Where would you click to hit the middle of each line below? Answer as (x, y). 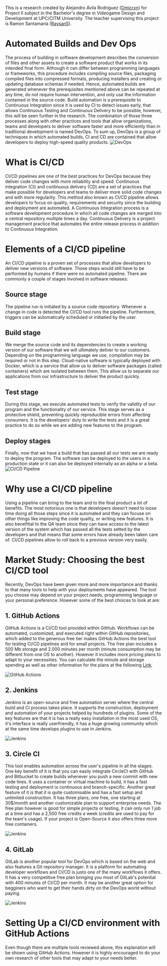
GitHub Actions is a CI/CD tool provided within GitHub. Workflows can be (80, 628)
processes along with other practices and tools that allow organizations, (79, 121)
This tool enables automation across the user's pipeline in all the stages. (79, 766)
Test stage (22, 392)
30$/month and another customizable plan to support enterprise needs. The (83, 803)
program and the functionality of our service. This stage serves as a (75, 410)
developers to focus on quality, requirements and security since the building (83, 202)
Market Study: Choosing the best (75, 560)
